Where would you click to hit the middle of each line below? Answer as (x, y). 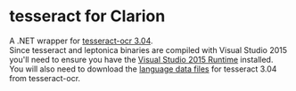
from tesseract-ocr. (45, 78)
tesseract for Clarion (87, 16)
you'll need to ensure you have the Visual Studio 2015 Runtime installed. (141, 59)
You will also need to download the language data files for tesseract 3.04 (143, 69)
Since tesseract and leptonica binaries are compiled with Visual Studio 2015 (148, 49)
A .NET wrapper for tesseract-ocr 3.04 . (81, 41)
